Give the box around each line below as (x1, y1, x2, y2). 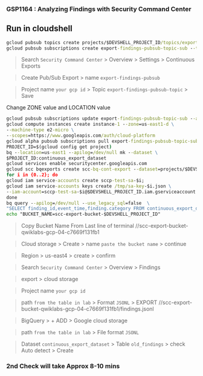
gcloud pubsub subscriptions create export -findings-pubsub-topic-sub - (6, 45, 193, 51)
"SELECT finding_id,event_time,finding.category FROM (6, 206, 145, 212)
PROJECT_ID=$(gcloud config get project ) (6, 144, 112, 150)
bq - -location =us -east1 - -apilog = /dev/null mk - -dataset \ (6, 149, 158, 155)
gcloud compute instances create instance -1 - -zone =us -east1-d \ (6, 122, 174, 128)
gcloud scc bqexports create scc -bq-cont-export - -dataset (6, 166, 158, 172)
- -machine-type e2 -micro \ (6, 127, 74, 133)
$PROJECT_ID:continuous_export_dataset (6, 155, 107, 161)
